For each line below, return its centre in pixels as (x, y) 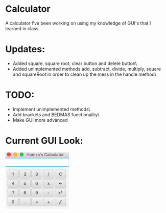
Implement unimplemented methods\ (51, 109)
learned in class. (22, 28)
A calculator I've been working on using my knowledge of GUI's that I (78, 23)
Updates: (25, 49)
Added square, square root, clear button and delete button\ (75, 63)
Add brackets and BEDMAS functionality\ (56, 114)
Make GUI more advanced (40, 120)
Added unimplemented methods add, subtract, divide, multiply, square (87, 69)
